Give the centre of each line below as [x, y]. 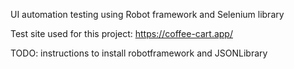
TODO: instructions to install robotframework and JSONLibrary [139, 53]
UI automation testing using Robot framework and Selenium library [147, 14]
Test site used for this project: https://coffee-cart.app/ [121, 33]
